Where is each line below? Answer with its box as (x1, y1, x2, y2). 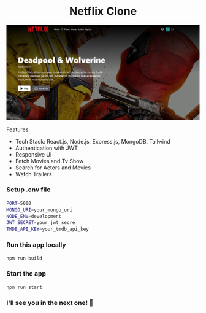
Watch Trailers (15, 170, 52, 177)
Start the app (6, 269, 47, 278)
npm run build (6, 255, 43, 261)
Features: (6, 126, 31, 133)
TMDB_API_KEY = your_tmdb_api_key (6, 226, 89, 233)
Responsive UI (15, 150, 52, 158)
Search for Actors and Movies (15, 164, 91, 171)
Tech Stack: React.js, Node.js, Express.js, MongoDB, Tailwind (15, 137, 170, 145)
